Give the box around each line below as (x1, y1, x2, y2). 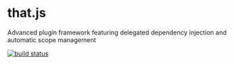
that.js (7, 5, 46, 21)
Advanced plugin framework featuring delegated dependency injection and (7, 28, 227, 37)
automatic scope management (7, 35, 96, 44)
